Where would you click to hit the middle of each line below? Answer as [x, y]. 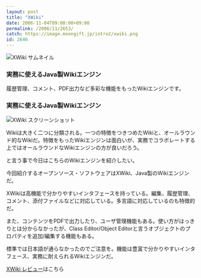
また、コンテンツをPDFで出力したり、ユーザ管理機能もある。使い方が [93, 221]
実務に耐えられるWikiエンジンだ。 [74, 256]
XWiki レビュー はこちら [35, 269]
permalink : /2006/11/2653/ [40, 28]
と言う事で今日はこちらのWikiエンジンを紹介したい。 [72, 160]
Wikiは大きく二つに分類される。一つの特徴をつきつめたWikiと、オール [93, 132]
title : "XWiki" [25, 17]
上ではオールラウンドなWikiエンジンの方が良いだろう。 [74, 147]
